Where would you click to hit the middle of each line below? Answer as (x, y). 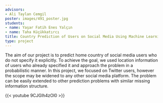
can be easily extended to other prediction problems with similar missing (78, 81)
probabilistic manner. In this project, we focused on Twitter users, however (80, 70)
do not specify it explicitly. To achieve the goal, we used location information (81, 60)
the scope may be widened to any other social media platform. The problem (81, 75)
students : (15, 23)
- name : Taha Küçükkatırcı (32, 32)
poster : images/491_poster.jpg (37, 18)
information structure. (27, 86)
